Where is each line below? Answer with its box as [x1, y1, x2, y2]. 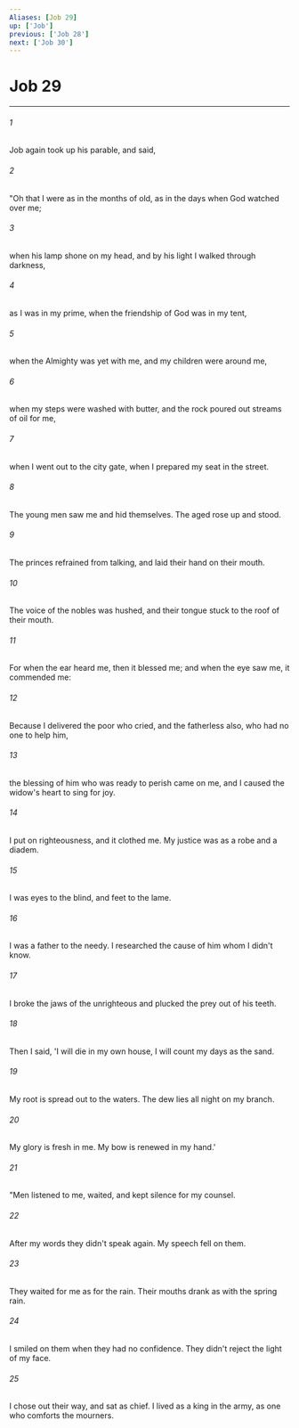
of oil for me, [9, 413, 56, 424]
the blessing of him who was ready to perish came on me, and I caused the [9, 777, 285, 788]
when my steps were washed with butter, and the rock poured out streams [9, 404, 282, 414]
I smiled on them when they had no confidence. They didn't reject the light [9, 1343, 282, 1354]
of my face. [9, 1353, 52, 1364]
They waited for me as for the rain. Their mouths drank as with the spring [9, 1285, 278, 1296]
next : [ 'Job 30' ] [9, 37, 74, 47]
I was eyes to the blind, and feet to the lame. [9, 893, 172, 903]
